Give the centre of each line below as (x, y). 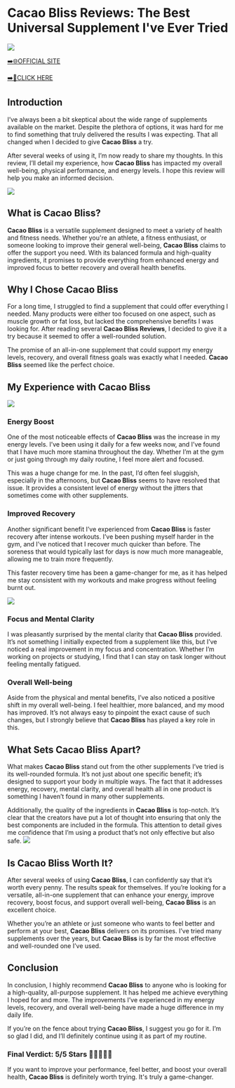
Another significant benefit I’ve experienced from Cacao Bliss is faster (109, 529)
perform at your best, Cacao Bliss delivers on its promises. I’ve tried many (115, 931)
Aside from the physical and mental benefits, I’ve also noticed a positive (111, 698)
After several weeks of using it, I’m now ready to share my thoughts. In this (115, 155)
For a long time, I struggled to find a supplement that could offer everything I (118, 307)
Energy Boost (31, 422)
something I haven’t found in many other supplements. (86, 797)
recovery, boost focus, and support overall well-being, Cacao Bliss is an (112, 902)
